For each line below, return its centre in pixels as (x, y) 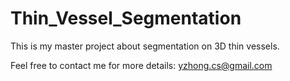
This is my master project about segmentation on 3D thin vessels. (145, 46)
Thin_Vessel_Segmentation (126, 18)
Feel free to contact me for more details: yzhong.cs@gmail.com (141, 65)
